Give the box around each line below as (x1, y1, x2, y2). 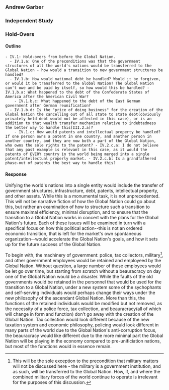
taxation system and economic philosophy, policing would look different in (5, 322, 159, 328)
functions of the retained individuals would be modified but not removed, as (5, 300, 162, 306)
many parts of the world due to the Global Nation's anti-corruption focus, (5, 327, 157, 333)
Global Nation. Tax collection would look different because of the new (5, 316, 150, 322)
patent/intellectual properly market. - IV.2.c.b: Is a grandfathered (5, 156, 156, 161)
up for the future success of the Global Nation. (5, 241, 102, 248)
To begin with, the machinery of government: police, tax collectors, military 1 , (5, 251, 163, 258)
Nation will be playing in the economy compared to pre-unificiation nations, (5, 337, 161, 344)
